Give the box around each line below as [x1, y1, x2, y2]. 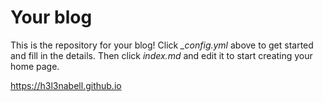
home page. [10, 60, 60, 72]
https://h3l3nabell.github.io [10, 79, 122, 91]
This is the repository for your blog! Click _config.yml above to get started [10, 39, 314, 51]
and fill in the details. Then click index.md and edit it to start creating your [10, 49, 313, 61]
